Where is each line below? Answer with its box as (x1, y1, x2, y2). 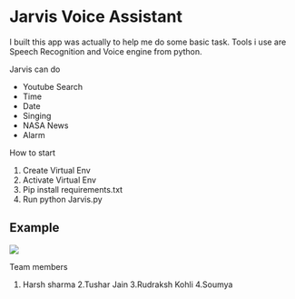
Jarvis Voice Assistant (9, 6, 183, 27)
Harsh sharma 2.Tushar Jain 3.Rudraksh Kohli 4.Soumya (22, 279, 233, 290)
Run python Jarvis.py (22, 194, 103, 204)
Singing (22, 110, 52, 121)
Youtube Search (22, 81, 84, 92)
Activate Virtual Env (22, 174, 97, 185)
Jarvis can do (9, 64, 61, 75)
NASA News (22, 120, 69, 131)
